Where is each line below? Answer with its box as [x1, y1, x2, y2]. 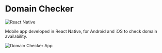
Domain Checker [5, 3, 74, 14]
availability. [5, 33, 28, 39]
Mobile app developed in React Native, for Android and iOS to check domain [5, 28, 158, 34]
